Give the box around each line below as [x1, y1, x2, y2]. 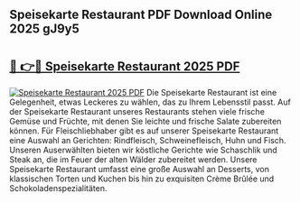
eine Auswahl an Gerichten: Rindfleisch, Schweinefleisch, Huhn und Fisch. [9, 135, 286, 145]
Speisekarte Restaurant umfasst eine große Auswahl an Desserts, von [9, 164, 269, 174]
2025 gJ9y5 [9, 22, 80, 37]
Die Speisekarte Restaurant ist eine [145, 87, 277, 97]
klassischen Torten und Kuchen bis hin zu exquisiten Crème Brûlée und [9, 173, 275, 184]
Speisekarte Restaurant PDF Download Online [9, 7, 273, 23]
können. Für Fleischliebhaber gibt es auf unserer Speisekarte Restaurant [9, 125, 279, 136]
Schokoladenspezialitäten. [9, 183, 108, 193]
